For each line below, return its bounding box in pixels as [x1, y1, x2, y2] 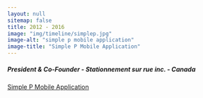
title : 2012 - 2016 [7, 23, 65, 30]
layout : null [7, 10, 46, 18]
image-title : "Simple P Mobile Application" [7, 43, 141, 50]
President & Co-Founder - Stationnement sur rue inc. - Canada [7, 65, 196, 73]
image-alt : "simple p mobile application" [7, 37, 134, 44]
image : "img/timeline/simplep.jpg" [7, 30, 112, 37]
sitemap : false [7, 17, 52, 24]
